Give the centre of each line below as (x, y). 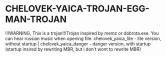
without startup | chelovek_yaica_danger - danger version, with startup (78, 43)
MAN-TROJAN (36, 19)
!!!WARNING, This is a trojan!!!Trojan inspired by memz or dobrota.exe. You (82, 33)
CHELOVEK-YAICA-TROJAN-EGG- (77, 9)
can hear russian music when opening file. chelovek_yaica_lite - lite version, (83, 38)
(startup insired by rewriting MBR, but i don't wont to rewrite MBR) (73, 49)
